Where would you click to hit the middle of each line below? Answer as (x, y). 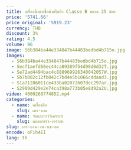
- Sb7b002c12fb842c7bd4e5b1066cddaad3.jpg (64, 77)
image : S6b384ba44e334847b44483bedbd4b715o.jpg (66, 50)
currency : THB (24, 28)
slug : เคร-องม (32, 110)
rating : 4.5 (21, 39)
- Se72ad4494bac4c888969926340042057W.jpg (64, 72)
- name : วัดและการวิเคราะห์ (37, 116)
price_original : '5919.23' (39, 22)
